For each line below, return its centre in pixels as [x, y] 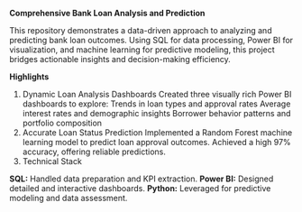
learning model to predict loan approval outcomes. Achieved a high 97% [156, 142]
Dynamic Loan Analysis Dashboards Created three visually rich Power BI [157, 94]
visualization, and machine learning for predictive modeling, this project [142, 50]
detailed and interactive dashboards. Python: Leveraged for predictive [140, 188]
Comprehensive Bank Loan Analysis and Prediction [107, 13]
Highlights [29, 77]
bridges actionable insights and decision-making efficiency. [120, 59]
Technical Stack [52, 161]
